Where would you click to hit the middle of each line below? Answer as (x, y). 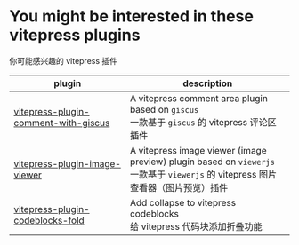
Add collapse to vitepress (183, 202)
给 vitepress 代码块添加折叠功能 (196, 226)
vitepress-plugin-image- (68, 163)
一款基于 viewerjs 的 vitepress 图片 (203, 174)
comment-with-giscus (62, 122)
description (207, 83)
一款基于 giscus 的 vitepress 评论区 (203, 122)
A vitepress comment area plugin (199, 98)
